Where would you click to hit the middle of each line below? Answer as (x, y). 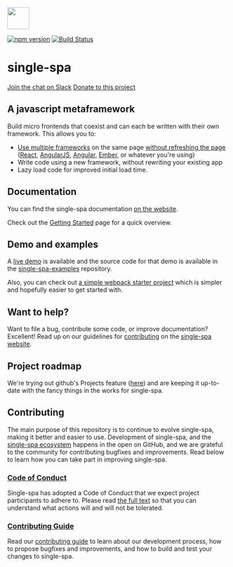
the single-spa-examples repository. (60, 269)
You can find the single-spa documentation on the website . (93, 209)
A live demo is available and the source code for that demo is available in (113, 261)
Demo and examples (53, 244)
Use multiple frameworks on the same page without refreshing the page (121, 147)
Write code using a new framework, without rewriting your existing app (120, 162)
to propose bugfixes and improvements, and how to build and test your (110, 549)
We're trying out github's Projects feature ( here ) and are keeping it (104, 383)
